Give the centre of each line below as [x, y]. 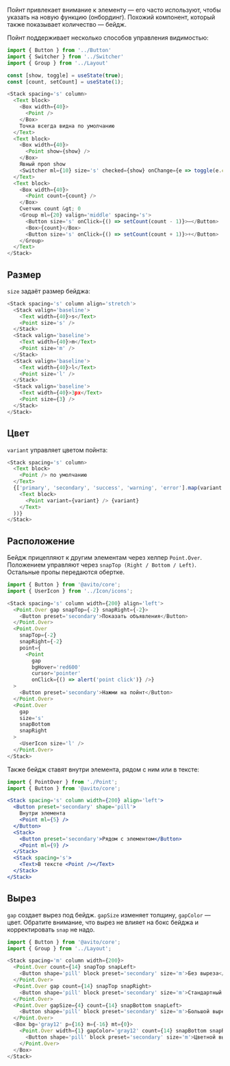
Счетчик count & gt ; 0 [50, 209]
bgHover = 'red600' [56, 667]
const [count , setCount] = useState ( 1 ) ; [66, 82]
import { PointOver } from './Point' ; [62, 782]
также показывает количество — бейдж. [67, 24]
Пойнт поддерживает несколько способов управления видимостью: [108, 38]
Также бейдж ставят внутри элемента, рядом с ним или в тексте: [103, 769]
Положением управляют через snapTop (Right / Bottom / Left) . [102, 565]
